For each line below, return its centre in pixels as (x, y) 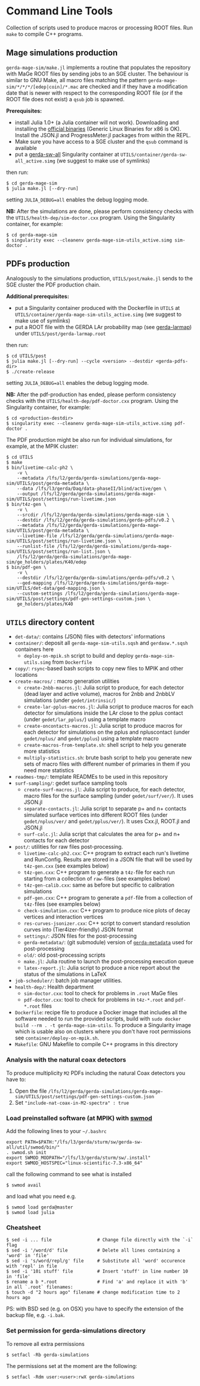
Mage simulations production (62, 53)
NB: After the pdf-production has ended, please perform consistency (91, 394)
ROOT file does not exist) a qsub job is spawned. (65, 99)
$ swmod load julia (30, 1212)
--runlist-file (36, 546)
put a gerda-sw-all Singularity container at (67, 154)
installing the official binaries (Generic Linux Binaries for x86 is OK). (98, 129)
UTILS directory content (50, 622)
